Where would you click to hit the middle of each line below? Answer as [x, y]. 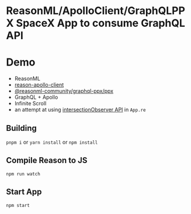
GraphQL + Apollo [36, 97]
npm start [18, 205]
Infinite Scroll [30, 103]
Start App [24, 192]
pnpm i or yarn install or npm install [52, 142]
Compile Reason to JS [47, 160]
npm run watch [23, 174]
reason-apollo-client [39, 85]
